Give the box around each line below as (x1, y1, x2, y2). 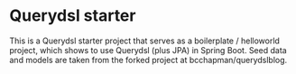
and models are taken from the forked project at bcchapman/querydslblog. (9, 54, 288, 65)
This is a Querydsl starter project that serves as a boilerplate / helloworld (9, 35, 280, 46)
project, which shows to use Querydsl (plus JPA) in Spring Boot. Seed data (9, 44, 287, 55)
